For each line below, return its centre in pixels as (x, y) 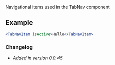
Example (19, 23)
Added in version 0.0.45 (38, 58)
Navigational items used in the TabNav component (57, 7)
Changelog (19, 47)
